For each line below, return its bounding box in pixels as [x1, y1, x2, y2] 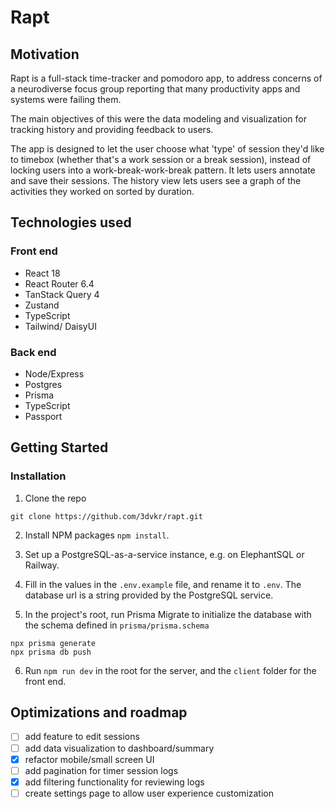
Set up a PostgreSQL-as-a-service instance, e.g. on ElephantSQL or [24, 548, 305, 560]
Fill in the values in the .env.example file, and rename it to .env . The [24, 578, 302, 590]
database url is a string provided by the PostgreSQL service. [24, 589, 274, 601]
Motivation [10, 46, 80, 63]
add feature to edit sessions [24, 731, 140, 743]
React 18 [24, 267, 61, 279]
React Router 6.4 [24, 277, 95, 290]
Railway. [24, 559, 60, 571]
